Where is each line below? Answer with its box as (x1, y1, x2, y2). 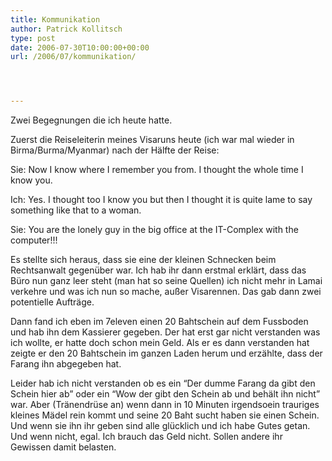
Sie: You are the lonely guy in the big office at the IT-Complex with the (10, 224, 299, 236)
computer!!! (10, 234, 58, 246)
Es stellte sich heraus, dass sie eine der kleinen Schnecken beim (10, 254, 277, 266)
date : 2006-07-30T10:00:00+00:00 (10, 42, 150, 53)
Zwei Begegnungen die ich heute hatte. (10, 114, 173, 126)
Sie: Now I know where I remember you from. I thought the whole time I (10, 164, 304, 176)
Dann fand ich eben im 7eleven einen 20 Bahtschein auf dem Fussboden (10, 316, 309, 328)
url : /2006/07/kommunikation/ (10, 52, 137, 62)
